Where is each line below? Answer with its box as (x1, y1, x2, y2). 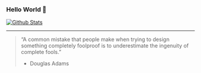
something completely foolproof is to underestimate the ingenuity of (20, 42, 189, 49)
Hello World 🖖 (6, 5, 47, 14)
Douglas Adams (29, 60, 69, 67)
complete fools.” (20, 49, 62, 56)
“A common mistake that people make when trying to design (20, 36, 170, 43)
